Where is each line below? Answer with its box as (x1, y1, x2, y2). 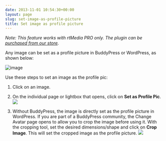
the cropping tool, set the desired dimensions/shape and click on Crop (12, 124, 157, 130)
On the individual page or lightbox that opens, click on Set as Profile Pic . (12, 94, 162, 100)
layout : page (5, 12, 32, 17)
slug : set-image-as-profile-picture (5, 16, 81, 21)
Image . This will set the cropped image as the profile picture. (12, 130, 138, 136)
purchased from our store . (5, 40, 59, 46)
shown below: (5, 55, 34, 61)
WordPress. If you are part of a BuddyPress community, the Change (12, 114, 152, 120)
